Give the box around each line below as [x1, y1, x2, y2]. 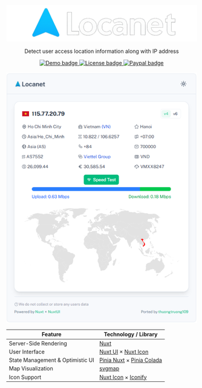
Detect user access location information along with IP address [24, 47, 180, 55]
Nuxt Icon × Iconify [99, 373, 147, 381]
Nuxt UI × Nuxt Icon [99, 348, 149, 355]
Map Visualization [8, 365, 53, 372]
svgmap [99, 365, 120, 372]
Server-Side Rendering [8, 339, 68, 347]
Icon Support [8, 373, 42, 381]
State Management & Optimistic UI [8, 356, 95, 364]
